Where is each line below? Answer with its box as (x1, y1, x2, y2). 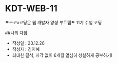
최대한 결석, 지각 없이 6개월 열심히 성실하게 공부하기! (12, 52, 113, 58)
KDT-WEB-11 (5, 3, 58, 14)
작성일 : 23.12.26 (12, 40, 45, 46)
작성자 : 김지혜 (12, 46, 40, 52)
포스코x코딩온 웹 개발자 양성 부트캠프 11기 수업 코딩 (5, 19, 102, 25)
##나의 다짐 (5, 30, 28, 35)
